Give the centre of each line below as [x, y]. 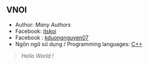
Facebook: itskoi [36, 31]
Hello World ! [37, 56]
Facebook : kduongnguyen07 [52, 37]
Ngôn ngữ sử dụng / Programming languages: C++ [79, 44]
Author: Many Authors [43, 24]
